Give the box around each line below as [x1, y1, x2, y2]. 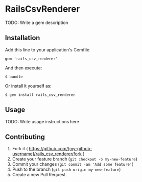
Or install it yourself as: [5, 83, 51, 89]
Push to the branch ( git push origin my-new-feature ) [12, 166, 121, 172]
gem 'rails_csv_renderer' [5, 56, 58, 61]
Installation [5, 34, 40, 42]
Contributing [5, 133, 45, 141]
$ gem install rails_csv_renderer [5, 92, 76, 97]
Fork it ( [12, 146, 28, 152]
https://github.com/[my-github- [28, 146, 92, 152]
